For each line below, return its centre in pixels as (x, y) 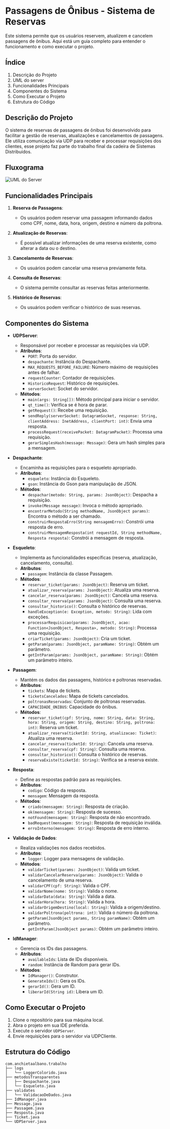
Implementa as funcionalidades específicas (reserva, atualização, (89, 557)
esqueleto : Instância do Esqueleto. (64, 478)
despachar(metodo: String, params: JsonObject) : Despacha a (93, 495)
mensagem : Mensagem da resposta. (63, 796)
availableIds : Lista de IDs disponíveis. (68, 959)
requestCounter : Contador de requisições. (72, 378)
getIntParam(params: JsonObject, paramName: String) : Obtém (93, 655)
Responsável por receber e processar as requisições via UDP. (85, 345)
